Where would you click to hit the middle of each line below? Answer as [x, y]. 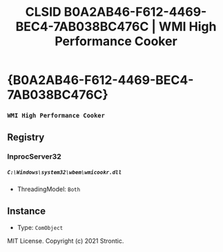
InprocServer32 [35, 157]
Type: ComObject [40, 228]
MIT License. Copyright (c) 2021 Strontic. [66, 241]
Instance [27, 211]
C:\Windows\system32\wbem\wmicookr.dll [65, 173]
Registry [26, 137]
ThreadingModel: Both [49, 189]
